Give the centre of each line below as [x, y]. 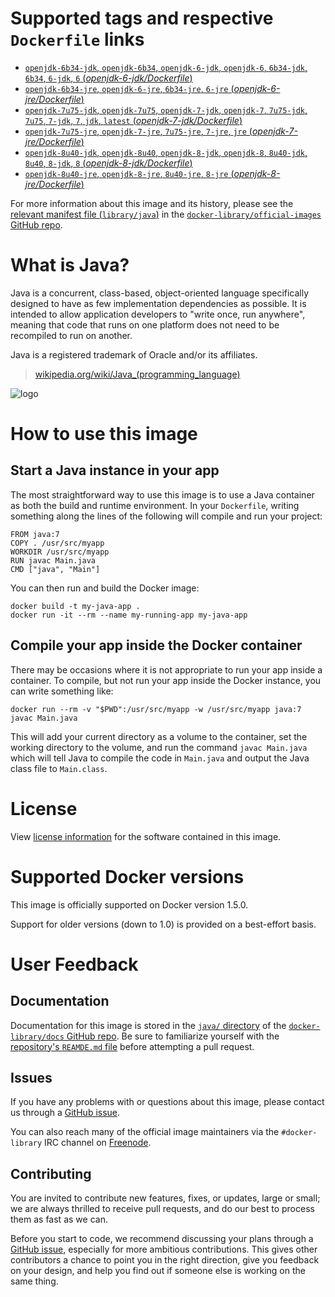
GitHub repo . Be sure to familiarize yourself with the [173, 1036]
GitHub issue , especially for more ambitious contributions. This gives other [164, 1249]
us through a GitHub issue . [65, 1113]
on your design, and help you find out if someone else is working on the [158, 1271]
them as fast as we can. [59, 1219]
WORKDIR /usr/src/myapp [60, 552]
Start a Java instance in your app [115, 470]
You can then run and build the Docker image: [105, 588]
